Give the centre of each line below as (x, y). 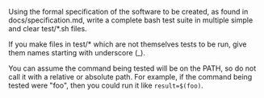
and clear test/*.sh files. (48, 29)
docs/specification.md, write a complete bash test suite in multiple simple (131, 20)
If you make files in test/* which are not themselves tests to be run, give (128, 44)
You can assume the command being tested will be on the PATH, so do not (132, 68)
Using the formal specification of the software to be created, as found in (128, 12)
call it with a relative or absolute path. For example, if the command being (130, 77)
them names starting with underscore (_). (77, 53)
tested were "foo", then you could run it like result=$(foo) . (106, 85)
